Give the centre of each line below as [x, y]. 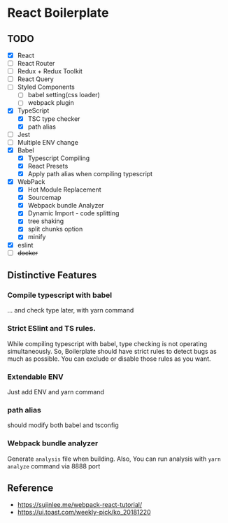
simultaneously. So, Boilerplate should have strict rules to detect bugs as [112, 351]
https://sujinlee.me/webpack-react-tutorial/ [79, 505]
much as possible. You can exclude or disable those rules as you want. [109, 359]
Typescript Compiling [59, 158]
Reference [30, 488]
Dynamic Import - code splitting [73, 213]
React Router [36, 64]
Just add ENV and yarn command [56, 392]
